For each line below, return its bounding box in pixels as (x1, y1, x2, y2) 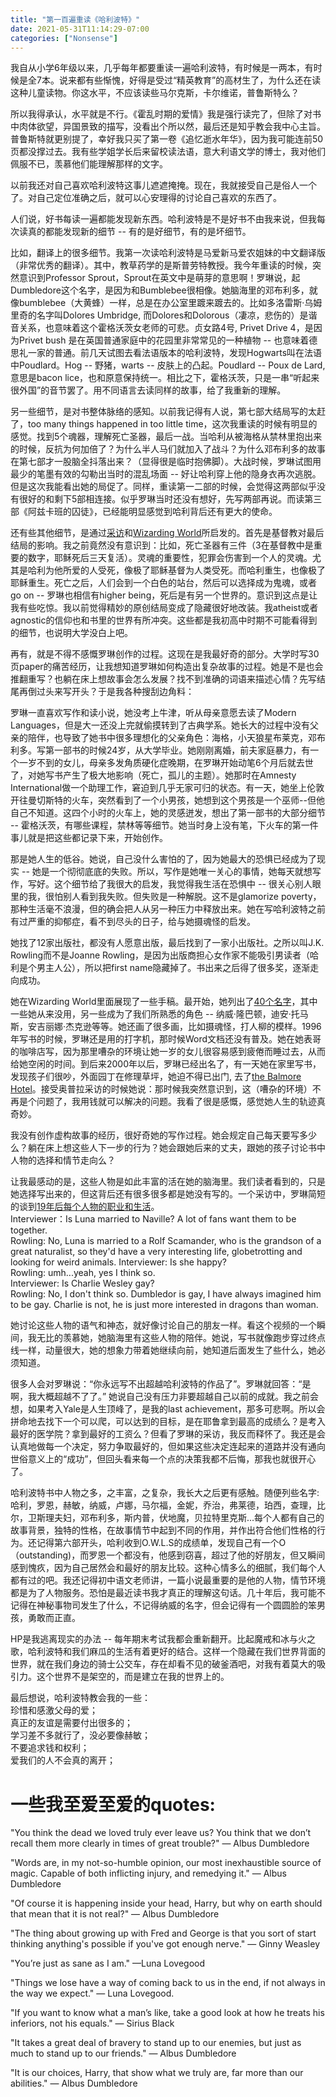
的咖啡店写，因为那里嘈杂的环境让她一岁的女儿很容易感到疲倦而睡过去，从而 (10, 1046, 326, 1058)
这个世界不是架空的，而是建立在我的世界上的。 (36, 1671, 230, 1683)
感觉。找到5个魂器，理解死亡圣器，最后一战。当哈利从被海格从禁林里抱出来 (10, 431, 323, 443)
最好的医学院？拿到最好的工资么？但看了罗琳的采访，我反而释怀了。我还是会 (10, 1428, 326, 1440)
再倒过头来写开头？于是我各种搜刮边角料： (18, 686, 195, 698)
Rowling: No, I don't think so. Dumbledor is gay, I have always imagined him (10, 1288, 322, 1300)
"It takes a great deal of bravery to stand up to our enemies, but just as (10, 2037, 302, 2049)
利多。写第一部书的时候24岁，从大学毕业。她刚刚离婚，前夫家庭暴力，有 (10, 744, 311, 756)
